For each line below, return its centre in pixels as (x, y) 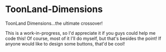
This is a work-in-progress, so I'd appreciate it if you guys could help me (80, 33)
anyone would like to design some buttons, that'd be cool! (65, 43)
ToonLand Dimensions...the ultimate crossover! (54, 23)
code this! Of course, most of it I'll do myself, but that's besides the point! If (83, 38)
